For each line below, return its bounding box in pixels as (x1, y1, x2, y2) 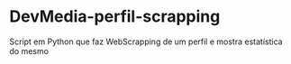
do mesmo (9, 45, 50, 56)
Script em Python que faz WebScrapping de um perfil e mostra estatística (9, 36, 283, 47)
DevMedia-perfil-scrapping (9, 6, 221, 27)
